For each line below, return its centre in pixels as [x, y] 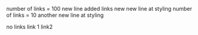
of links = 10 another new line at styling [55, 15]
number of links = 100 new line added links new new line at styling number [99, 9]
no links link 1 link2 [30, 27]
